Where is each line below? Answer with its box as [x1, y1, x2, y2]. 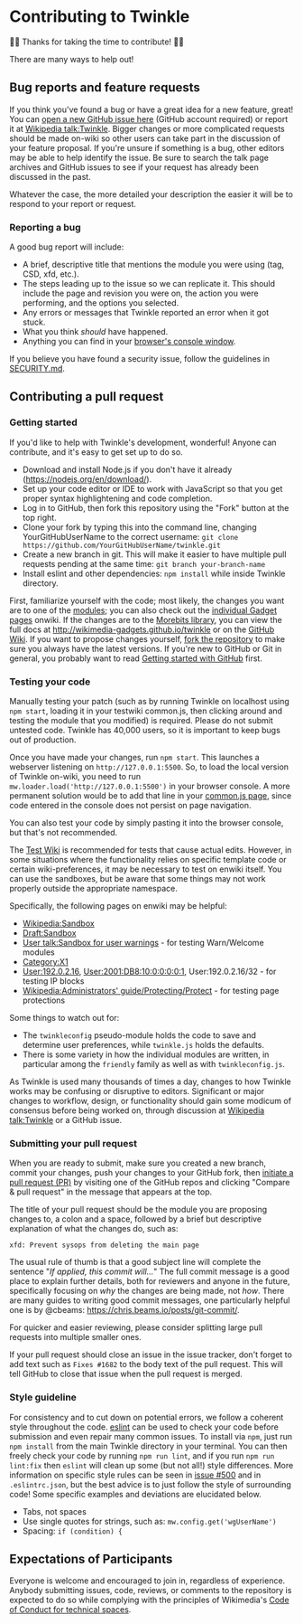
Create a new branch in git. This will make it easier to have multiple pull [22, 549, 287, 560]
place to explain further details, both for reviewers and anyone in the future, [9, 1276, 290, 1287]
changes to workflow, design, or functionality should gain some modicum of [9, 1096, 291, 1107]
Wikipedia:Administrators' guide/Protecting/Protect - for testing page [22, 986, 280, 996]
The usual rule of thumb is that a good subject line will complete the [9, 1257, 262, 1268]
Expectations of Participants [9, 1552, 173, 1567]
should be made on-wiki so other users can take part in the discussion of [9, 133, 281, 144]
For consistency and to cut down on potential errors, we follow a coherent [9, 1412, 284, 1422]
